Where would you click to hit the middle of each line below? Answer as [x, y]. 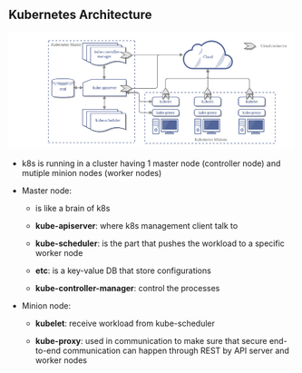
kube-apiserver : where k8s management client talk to [136, 225]
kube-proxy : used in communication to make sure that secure [151, 340]
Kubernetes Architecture [80, 15]
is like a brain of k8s [73, 208]
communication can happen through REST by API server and [175, 350]
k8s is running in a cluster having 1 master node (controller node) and [151, 163]
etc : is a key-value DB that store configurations [123, 270]
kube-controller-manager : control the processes [127, 288]
